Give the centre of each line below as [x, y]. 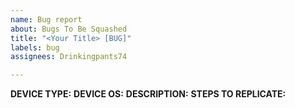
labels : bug [35, 47]
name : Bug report [46, 19]
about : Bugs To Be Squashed [69, 29]
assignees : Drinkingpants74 [69, 57]
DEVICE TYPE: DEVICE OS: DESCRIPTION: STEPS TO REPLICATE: [148, 94]
